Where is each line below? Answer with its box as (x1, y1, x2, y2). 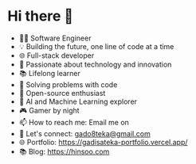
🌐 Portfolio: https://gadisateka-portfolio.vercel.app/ (18, 137, 188, 147)
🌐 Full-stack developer (18, 51, 95, 60)
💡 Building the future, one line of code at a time (18, 41, 174, 51)
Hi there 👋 (7, 7, 73, 25)
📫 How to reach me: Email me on (18, 117, 129, 127)
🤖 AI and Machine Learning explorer (18, 97, 137, 106)
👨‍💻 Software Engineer (18, 33, 92, 43)
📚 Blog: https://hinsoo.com (18, 147, 110, 156)
